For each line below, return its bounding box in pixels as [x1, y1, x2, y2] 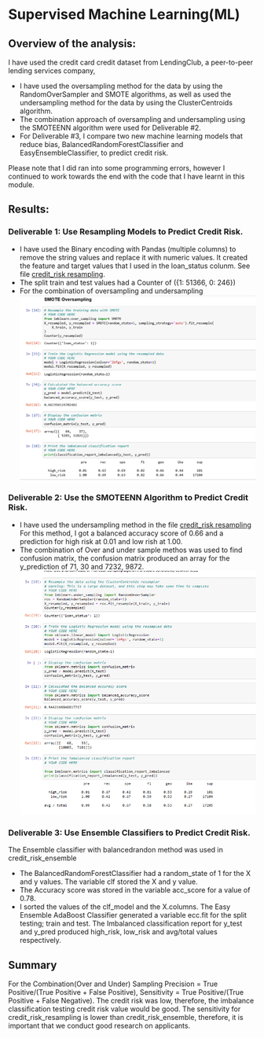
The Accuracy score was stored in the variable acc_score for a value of [19, 885, 251, 895]
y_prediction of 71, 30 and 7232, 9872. [19, 561, 145, 571]
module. [8, 180, 35, 190]
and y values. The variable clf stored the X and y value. [19, 877, 198, 886]
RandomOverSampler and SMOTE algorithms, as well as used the [19, 90, 232, 99]
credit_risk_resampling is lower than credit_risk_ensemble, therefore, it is [8, 1013, 244, 1022]
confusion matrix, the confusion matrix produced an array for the [19, 553, 230, 563]
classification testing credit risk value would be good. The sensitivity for [8, 1004, 241, 1014]
